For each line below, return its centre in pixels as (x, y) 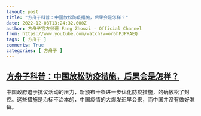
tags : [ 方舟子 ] (26, 39)
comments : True (25, 45)
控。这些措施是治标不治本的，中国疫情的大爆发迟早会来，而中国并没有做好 (98, 99)
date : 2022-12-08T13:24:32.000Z (46, 23)
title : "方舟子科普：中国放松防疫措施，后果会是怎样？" (67, 17)
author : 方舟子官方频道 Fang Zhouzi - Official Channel (74, 28)
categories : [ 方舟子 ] (34, 51)
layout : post (22, 12)
